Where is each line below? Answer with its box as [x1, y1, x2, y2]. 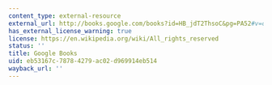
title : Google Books [8, 49, 79, 57]
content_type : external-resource [8, 11, 121, 20]
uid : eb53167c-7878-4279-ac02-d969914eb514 [8, 57, 158, 66]
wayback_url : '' [8, 65, 63, 73]
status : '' [8, 42, 45, 50]
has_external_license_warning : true [8, 27, 132, 35]
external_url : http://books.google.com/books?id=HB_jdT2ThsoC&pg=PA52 [8, 19, 252, 28]
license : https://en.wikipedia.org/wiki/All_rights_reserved [8, 34, 219, 43]
